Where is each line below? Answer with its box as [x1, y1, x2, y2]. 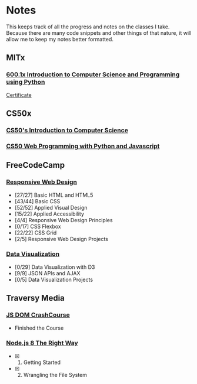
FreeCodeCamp [6, 160, 65, 170]
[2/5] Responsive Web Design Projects [14, 235, 109, 242]
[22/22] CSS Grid [14, 229, 57, 236]
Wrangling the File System [23, 371, 87, 378]
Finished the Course [14, 324, 64, 331]
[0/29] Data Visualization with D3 [14, 263, 95, 271]
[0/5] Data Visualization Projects [14, 276, 93, 283]
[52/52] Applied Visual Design [14, 204, 88, 211]
